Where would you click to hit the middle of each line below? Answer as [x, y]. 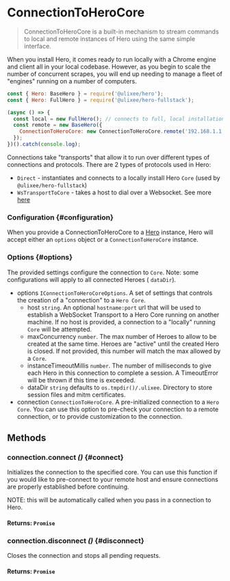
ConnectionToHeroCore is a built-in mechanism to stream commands [121, 31]
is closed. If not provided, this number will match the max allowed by [124, 351]
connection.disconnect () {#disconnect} [76, 541]
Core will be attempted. [60, 329]
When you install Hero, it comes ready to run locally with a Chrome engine [112, 59]
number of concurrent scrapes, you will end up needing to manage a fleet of [115, 74]
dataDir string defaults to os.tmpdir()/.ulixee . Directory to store [120, 387]
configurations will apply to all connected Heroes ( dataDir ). [92, 279]
